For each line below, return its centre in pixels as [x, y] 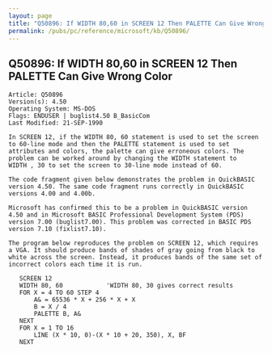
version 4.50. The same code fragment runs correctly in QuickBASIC [126, 187]
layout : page [30, 16]
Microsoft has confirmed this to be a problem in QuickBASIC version [128, 208]
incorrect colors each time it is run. [76, 265]
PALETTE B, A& [57, 314]
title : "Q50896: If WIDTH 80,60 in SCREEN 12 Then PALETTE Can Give [126, 23]
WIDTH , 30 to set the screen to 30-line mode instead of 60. [115, 166]
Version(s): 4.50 [38, 102]
